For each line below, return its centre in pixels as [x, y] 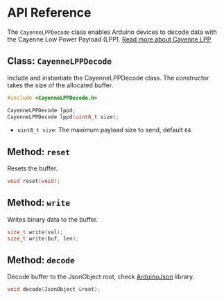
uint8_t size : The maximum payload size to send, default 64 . [105, 130]
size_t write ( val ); [35, 232]
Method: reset [39, 151]
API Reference [49, 13]
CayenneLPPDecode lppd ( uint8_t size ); [63, 117]
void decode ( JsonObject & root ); [54, 290]
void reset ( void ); [34, 182]
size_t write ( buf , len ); [43, 238]
